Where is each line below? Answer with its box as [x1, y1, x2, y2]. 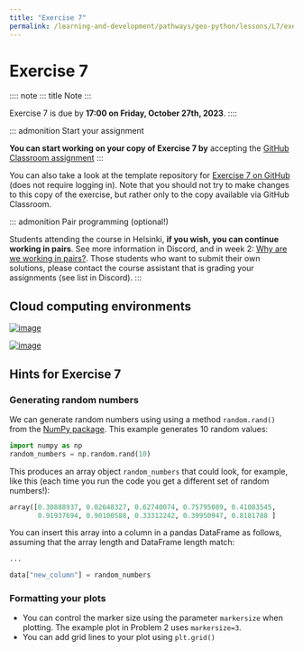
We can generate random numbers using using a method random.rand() [9, 413, 276, 425]
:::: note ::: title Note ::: [9, 90, 92, 101]
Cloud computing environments [9, 298, 192, 314]
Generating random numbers [9, 393, 140, 406]
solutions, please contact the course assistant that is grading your [9, 263, 254, 274]
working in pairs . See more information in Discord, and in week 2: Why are [9, 243, 288, 254]
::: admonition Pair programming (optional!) [9, 216, 170, 227]
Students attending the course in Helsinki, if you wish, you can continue [9, 234, 280, 245]
